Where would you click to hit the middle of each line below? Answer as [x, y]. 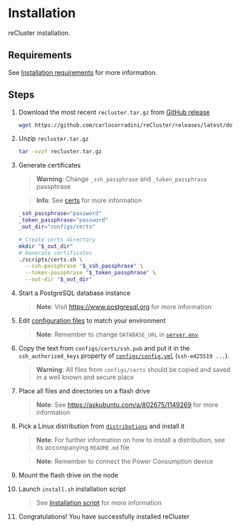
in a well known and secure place [85, 377]
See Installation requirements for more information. [83, 72]
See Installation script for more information [99, 503]
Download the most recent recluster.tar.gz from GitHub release [114, 112]
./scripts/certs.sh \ [50, 259]
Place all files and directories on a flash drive [84, 391]
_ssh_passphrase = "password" [60, 214]
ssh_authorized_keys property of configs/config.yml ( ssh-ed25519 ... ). [124, 356]
